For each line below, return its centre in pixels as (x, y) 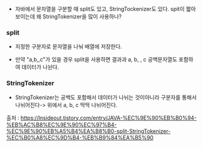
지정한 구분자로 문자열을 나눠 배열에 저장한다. (68, 47)
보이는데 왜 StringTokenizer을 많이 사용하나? (68, 16)
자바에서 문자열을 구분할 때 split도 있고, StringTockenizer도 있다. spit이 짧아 (105, 9)
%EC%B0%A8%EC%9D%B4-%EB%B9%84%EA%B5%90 (80, 137)
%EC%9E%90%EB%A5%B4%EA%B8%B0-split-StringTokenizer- (88, 131)
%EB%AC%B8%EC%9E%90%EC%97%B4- (62, 125)
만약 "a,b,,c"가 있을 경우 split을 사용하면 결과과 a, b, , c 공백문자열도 (96, 60)
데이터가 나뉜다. (40, 67)
